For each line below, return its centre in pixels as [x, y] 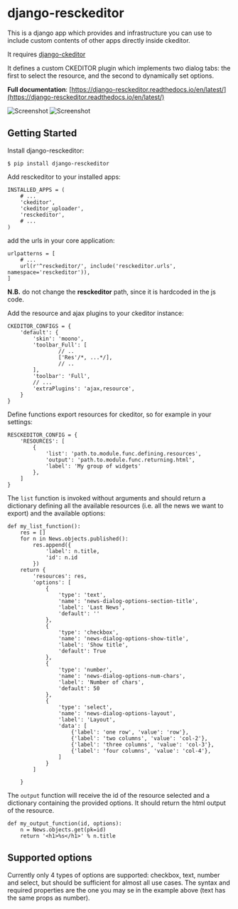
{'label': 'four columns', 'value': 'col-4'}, [141, 751]
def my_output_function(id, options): [65, 823]
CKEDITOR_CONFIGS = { [39, 326]
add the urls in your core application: [61, 240]
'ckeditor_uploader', [52, 208]
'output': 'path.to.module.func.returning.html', [120, 460]
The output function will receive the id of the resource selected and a [109, 795]
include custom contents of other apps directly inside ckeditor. [99, 40]
